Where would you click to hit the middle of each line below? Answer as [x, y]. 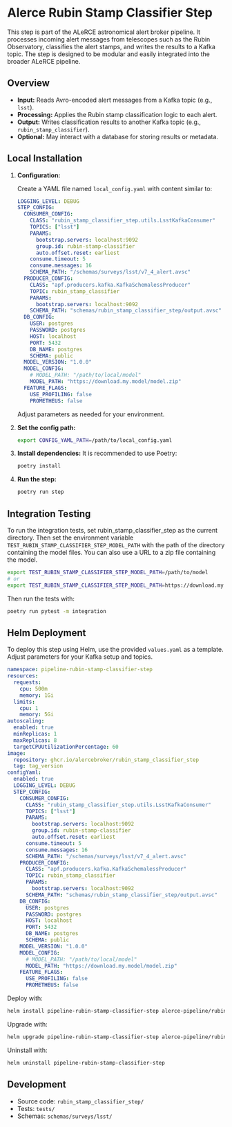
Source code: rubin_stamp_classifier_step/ [80, 1101]
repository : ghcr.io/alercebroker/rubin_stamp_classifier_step [106, 760]
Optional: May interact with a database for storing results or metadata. [118, 136]
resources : [23, 676]
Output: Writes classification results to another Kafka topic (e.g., [109, 122]
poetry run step [40, 492]
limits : [25, 702]
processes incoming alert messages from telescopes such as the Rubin [109, 39]
